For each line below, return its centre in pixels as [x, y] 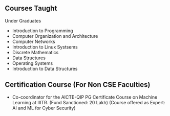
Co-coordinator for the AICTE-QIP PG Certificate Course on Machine [85, 97]
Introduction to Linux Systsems [45, 47]
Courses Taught [31, 8]
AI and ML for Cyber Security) [44, 108]
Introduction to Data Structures [45, 68]
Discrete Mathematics [35, 52]
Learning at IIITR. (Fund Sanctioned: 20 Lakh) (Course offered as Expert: [89, 102]
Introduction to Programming [42, 31]
